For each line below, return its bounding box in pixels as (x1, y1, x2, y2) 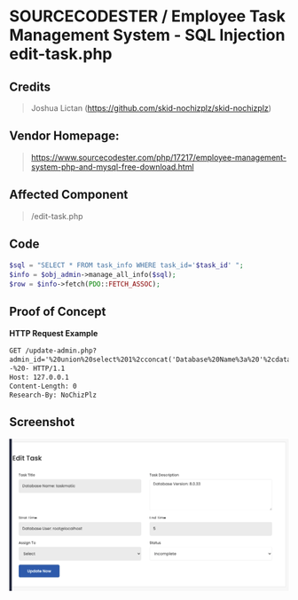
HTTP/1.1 (32, 364, 66, 373)
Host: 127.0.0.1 (9, 373, 69, 382)
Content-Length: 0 (9, 382, 77, 391)
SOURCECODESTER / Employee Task (9, 6, 286, 27)
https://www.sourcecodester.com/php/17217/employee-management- (30, 152, 286, 162)
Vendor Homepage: (9, 129, 120, 144)
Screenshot (9, 414, 75, 430)
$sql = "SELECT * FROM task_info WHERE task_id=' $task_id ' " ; (9, 261, 244, 270)
